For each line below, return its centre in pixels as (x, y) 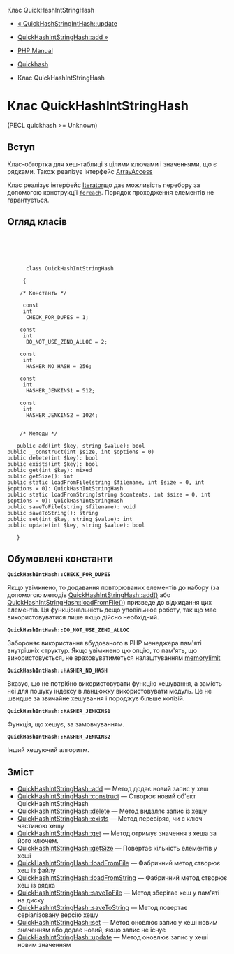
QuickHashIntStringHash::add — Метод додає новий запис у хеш (113, 789)
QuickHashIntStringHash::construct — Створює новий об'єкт (107, 796)
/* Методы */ (39, 433)
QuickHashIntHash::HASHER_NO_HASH (58, 671)
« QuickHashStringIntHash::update (67, 23)
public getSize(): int (40, 476)
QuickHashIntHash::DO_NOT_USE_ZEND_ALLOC (68, 630)
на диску (31, 900)
